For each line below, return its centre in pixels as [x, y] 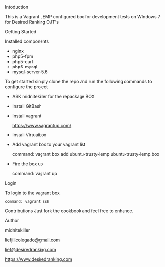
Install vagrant [27, 116]
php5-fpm [22, 56]
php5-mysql [25, 67]
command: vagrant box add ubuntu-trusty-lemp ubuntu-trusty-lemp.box [86, 154]
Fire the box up [28, 164]
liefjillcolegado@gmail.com [33, 240]
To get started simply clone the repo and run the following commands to [79, 82]
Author [12, 221]
